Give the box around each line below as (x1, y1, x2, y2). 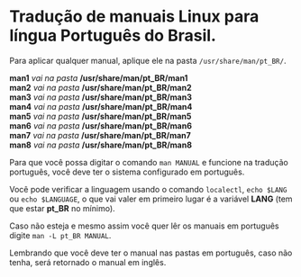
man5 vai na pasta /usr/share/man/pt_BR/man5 (9, 111, 192, 121)
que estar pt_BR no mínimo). (9, 202, 115, 213)
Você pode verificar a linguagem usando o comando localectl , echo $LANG (9, 183, 287, 194)
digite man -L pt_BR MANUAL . (9, 229, 112, 240)
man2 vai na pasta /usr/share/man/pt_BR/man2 (9, 82, 192, 93)
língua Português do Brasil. (9, 25, 216, 46)
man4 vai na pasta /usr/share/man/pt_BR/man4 (9, 101, 193, 112)
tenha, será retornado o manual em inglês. (9, 256, 167, 267)
